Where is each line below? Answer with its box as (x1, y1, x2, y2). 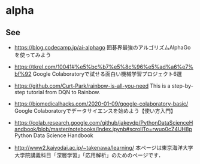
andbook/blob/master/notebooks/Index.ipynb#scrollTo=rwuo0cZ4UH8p (14, 126, 193, 132)
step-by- (172, 82, 194, 89)
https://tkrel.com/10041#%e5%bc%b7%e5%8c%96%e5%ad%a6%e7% (14, 63, 194, 70)
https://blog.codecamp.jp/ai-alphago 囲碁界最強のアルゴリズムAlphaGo (14, 44, 191, 51)
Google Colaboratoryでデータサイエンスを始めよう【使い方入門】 (14, 107, 176, 114)
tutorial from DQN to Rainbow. (26, 89, 101, 95)
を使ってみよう (14, 51, 51, 58)
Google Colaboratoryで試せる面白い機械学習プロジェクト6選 (32, 70, 182, 78)
